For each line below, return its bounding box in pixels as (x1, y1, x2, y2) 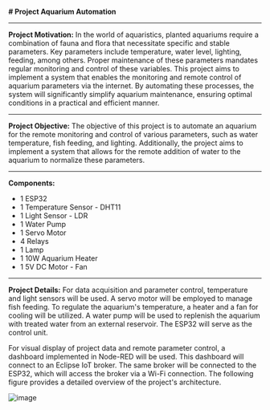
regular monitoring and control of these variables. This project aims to (8, 64, 239, 73)
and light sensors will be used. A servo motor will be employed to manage (8, 294, 253, 303)
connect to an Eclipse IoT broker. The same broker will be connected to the (8, 360, 257, 370)
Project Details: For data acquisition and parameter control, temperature (8, 285, 248, 294)
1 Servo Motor (19, 228, 67, 237)
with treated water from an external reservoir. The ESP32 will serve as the (8, 319, 253, 328)
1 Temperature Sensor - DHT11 (19, 202, 121, 212)
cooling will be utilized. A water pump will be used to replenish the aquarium (8, 311, 261, 320)
